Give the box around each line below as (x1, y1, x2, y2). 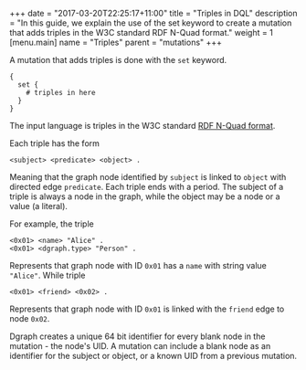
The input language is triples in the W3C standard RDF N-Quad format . (9, 121, 276, 131)
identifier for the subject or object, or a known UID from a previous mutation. (9, 351, 298, 361)
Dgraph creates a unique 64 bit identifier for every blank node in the (9, 331, 266, 342)
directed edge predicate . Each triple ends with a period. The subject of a (9, 182, 284, 192)
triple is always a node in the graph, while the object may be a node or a (9, 191, 280, 202)
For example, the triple (9, 218, 94, 229)
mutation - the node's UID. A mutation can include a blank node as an (9, 341, 271, 351)
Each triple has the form (9, 138, 100, 149)
